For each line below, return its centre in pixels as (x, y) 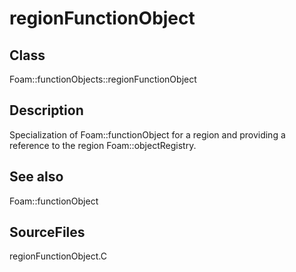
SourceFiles (47, 232)
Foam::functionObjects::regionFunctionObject (103, 79)
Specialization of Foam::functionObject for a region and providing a (147, 134)
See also (36, 177)
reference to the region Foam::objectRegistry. (103, 145)
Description (46, 110)
